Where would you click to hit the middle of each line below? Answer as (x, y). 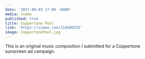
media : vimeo (18, 14)
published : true (22, 19)
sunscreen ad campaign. (30, 51)
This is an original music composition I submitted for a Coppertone (73, 46)
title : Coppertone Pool (30, 23)
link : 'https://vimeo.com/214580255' (44, 28)
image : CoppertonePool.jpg (33, 32)
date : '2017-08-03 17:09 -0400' (38, 10)
